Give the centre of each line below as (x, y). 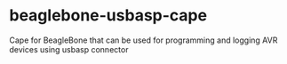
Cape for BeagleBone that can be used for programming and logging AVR (143, 40)
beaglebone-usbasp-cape (108, 16)
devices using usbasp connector (69, 49)
